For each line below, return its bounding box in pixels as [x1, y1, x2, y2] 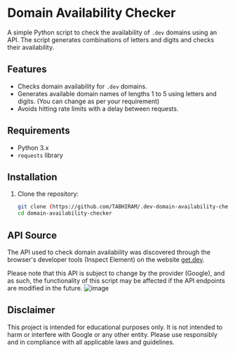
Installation [7, 171, 58, 183]
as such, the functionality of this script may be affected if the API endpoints [7, 276, 226, 285]
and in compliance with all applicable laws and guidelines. [7, 338, 175, 346]
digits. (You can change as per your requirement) [17, 97, 160, 105]
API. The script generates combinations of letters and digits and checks [7, 35, 215, 44]
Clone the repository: [17, 189, 79, 198]
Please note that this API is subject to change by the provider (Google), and [7, 269, 225, 277]
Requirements [7, 125, 70, 137]
